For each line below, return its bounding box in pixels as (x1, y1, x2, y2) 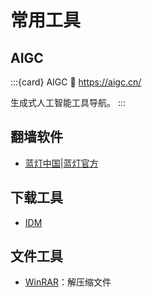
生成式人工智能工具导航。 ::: (10, 97, 127, 108)
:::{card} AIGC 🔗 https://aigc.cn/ (10, 76, 142, 88)
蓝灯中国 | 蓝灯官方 (24, 157, 99, 169)
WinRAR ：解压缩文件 (24, 276, 112, 288)
